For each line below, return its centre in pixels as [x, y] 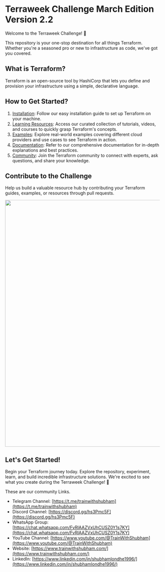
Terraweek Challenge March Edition [80, 9]
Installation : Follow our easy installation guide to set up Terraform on [82, 113]
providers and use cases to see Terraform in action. [64, 140]
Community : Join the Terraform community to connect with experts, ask [85, 155]
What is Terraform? [35, 69]
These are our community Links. [38, 492]
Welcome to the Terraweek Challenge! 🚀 [46, 33]
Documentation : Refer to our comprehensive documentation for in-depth [86, 145]
